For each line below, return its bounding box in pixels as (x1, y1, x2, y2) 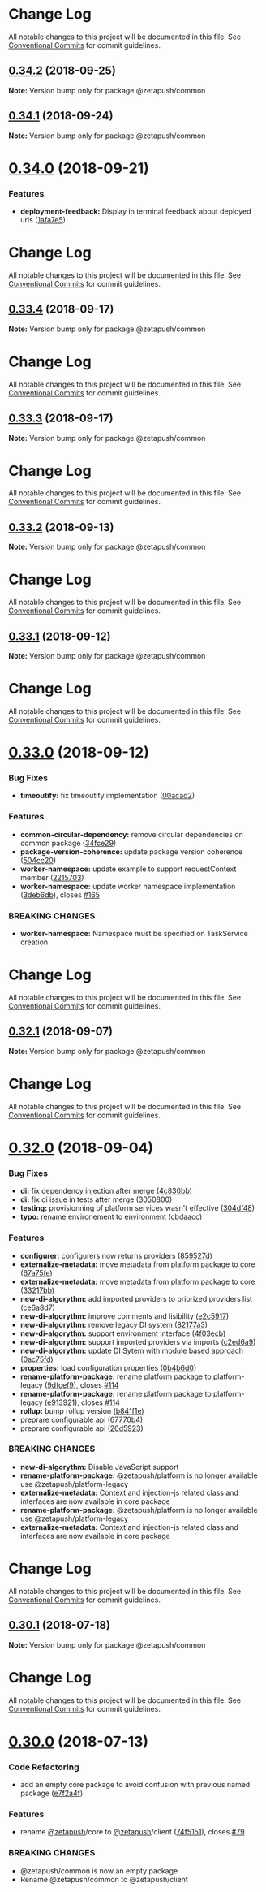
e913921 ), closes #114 (47, 1397, 120, 1407)
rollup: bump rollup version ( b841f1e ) (19, 1406, 144, 1415)
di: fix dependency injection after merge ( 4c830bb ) (19, 1186, 193, 1196)
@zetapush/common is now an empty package (19, 1865, 178, 1876)
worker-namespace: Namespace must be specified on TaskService (19, 929, 249, 939)
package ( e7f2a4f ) (19, 1788, 84, 1798)
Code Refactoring (8, 1761, 79, 1773)
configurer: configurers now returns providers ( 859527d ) (19, 1251, 213, 1260)
